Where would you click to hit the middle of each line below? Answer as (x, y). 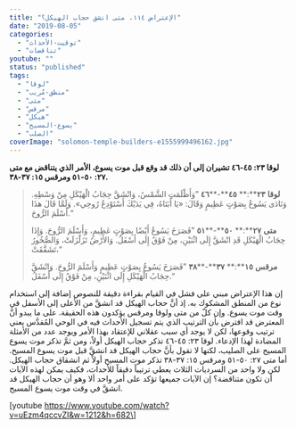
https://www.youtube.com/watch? (107, 405)
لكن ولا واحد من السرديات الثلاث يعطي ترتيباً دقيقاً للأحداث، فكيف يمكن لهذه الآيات (145, 369)
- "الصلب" (35, 134)
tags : (19, 76)
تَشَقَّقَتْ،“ (46, 249)
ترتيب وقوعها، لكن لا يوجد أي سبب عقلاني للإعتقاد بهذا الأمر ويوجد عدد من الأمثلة (142, 331)
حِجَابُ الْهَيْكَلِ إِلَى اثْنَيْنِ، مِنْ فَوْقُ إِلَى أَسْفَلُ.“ (103, 276)
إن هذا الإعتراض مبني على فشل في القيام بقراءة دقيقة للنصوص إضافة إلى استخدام (146, 293)
